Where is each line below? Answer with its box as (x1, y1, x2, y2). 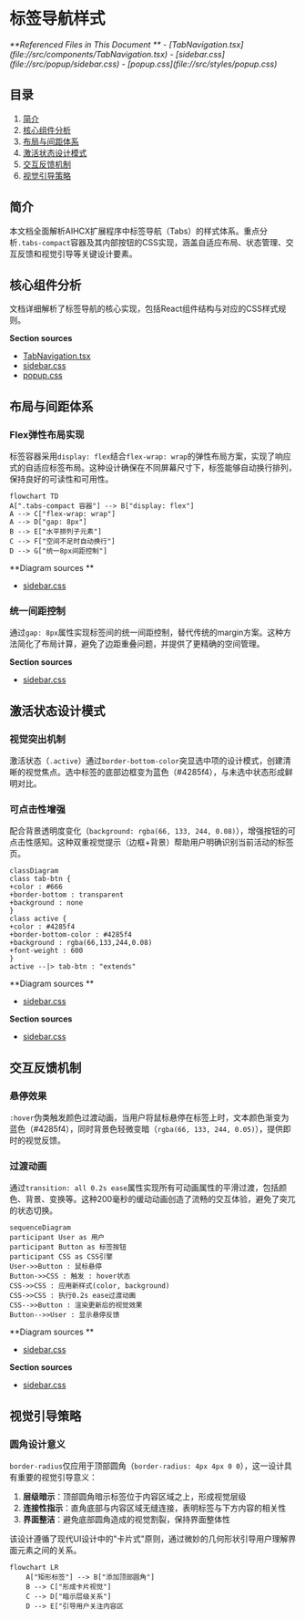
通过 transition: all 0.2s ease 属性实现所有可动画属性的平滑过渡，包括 (9, 1182, 280, 1193)
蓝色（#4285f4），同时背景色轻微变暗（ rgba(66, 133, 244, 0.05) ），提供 (9, 1124, 284, 1135)
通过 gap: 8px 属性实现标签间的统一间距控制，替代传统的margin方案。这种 (9, 627, 284, 638)
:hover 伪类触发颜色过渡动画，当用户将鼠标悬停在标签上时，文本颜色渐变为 (9, 1112, 290, 1123)
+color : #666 (9, 882, 64, 892)
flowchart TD (9, 492, 59, 502)
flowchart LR (9, 1563, 59, 1572)
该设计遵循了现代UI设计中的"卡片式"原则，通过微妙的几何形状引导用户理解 (9, 1533, 289, 1544)
